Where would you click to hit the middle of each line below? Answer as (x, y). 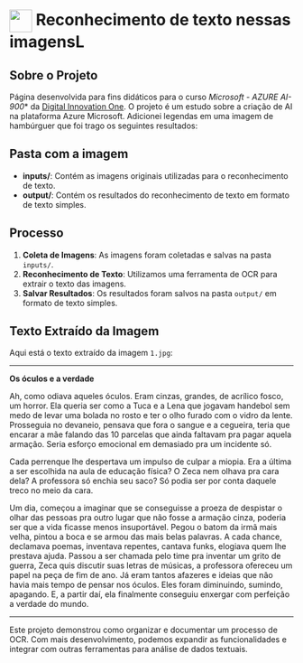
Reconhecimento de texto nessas (163, 19)
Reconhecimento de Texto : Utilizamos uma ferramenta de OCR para (150, 274)
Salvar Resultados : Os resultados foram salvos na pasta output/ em (149, 293)
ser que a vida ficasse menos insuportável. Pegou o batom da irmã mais (143, 528)
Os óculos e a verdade (52, 378)
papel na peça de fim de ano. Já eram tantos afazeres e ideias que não (141, 575)
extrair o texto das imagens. (74, 284)
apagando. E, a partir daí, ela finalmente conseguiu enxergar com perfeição (150, 594)
